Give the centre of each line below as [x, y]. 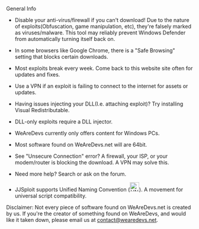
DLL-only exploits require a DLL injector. [64, 122]
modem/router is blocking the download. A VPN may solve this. [92, 162]
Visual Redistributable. [42, 110]
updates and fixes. [37, 74]
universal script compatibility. [51, 196]
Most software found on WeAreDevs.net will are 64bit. [81, 144]
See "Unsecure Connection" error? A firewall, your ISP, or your [91, 156]
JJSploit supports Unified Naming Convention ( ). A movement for [99, 190]
